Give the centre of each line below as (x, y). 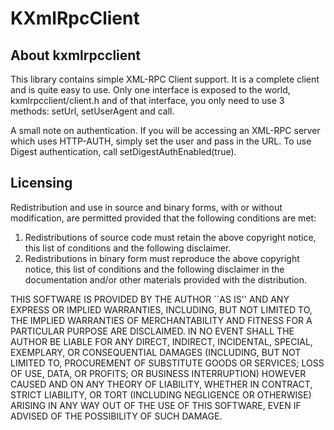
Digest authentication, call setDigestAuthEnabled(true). (123, 151)
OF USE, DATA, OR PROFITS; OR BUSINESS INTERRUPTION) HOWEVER (158, 373)
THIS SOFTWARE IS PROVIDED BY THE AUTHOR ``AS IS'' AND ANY (150, 299)
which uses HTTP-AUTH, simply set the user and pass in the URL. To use (161, 141)
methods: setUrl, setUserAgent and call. (92, 111)
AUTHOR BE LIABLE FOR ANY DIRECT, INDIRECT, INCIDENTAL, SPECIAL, (161, 341)
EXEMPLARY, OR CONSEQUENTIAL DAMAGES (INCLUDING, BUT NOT (156, 352)
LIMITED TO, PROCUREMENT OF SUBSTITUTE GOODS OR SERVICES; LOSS (167, 363)
